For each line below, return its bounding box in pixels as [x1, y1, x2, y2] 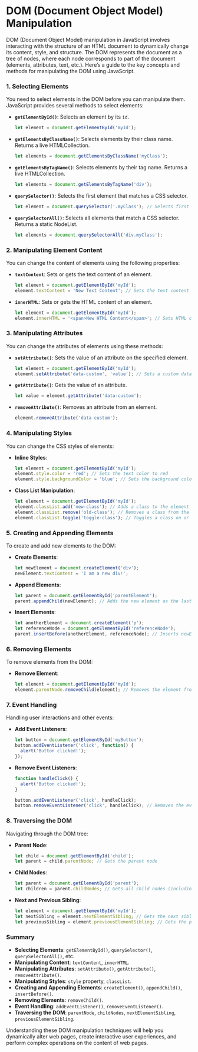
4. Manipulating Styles [6, 429, 72, 437]
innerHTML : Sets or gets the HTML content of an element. [14, 298, 153, 305]
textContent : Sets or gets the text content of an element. [14, 270, 152, 278]
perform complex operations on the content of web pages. [6, 1039, 148, 1046]
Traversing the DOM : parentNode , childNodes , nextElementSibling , [14, 1009, 176, 1016]
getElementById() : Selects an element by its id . [14, 113, 130, 120]
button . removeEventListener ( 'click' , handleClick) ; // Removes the [14, 802, 184, 809]
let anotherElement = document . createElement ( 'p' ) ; [14, 620, 144, 626]
